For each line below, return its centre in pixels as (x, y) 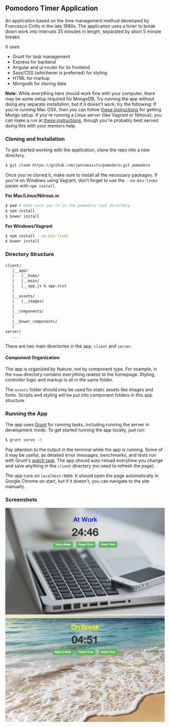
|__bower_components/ (35, 321)
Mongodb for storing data (39, 83)
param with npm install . (31, 185)
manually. (15, 487)
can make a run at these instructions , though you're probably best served (82, 120)
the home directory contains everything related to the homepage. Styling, (80, 374)
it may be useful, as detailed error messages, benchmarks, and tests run (81, 455)
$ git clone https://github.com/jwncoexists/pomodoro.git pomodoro (78, 165)
